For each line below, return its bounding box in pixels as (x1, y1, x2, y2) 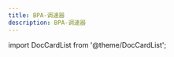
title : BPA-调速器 (8, 11, 65, 20)
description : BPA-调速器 (8, 19, 87, 27)
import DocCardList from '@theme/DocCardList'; (8, 40, 167, 49)
